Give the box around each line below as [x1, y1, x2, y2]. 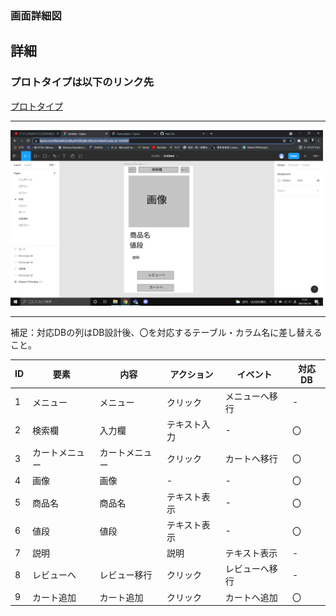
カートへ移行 [224, 453, 278, 465]
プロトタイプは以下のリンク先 [10, 75, 155, 89]
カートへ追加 [224, 591, 278, 603]
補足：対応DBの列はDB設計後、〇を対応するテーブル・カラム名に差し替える [10, 326, 323, 338]
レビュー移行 [99, 569, 153, 581]
